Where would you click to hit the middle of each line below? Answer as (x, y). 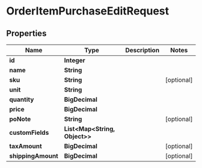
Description (142, 50)
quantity (22, 99)
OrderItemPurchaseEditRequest (88, 11)
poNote (20, 119)
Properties (26, 33)
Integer (75, 60)
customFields (29, 132)
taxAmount (26, 146)
